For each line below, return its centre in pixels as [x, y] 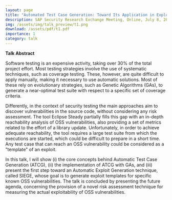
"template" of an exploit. [31, 149]
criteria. [14, 96]
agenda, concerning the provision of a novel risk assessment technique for [84, 186]
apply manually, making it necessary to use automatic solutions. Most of [81, 79]
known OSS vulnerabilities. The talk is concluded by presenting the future [83, 181]
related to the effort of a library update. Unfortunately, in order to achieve [82, 127]
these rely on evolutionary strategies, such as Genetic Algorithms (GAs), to [84, 85]
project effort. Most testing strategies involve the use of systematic [76, 68]
